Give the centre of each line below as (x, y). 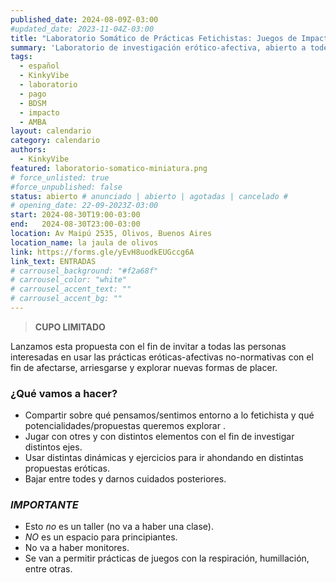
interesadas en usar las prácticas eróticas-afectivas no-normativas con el (162, 357)
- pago (33, 94)
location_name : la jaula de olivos (84, 242)
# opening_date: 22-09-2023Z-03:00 (84, 206)
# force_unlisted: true (60, 177)
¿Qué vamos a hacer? (64, 393)
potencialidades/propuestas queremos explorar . (125, 426)
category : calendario (55, 141)
